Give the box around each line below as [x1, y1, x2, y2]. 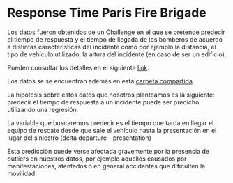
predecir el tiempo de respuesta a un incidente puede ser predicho [7, 97, 200, 106]
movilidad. [7, 169, 37, 177]
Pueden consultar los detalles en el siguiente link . [7, 63, 150, 72]
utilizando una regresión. [7, 105, 79, 113]
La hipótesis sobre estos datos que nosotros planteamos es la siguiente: [7, 90, 215, 99]
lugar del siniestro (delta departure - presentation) [7, 134, 152, 142]
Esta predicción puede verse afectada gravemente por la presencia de [7, 147, 210, 155]
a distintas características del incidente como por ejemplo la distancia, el [7, 42, 216, 51]
